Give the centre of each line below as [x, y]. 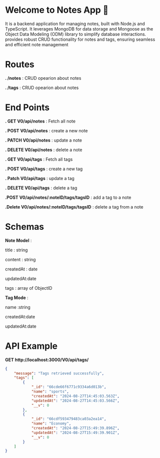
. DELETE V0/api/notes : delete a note [44, 150]
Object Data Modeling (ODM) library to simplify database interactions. [76, 34]
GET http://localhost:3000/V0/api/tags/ [47, 360]
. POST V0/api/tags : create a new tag [44, 169]
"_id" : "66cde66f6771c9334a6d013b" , [69, 387]
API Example [31, 346]
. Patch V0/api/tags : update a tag [40, 178]
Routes [20, 65]
